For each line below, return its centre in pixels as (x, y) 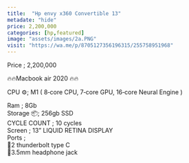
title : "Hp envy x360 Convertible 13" (64, 13)
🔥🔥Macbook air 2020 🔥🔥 (43, 78)
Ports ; (16, 138)
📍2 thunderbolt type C (38, 145)
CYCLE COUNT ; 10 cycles (45, 123)
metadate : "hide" (32, 20)
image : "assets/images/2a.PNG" (52, 39)
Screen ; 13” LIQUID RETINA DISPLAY (60, 130)
